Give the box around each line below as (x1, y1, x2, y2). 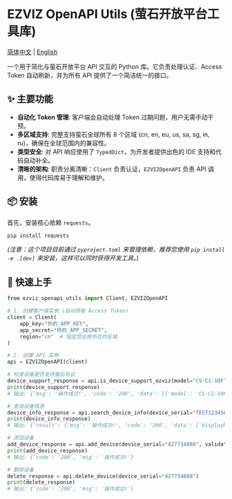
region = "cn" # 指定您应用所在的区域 (19, 333, 117, 340)
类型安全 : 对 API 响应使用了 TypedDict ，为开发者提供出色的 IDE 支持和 (17, 147, 216, 156)
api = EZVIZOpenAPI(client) (7, 359, 88, 366)
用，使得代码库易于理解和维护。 (17, 173, 108, 182)
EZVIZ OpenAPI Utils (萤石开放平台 (7, 6, 208, 22)
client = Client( (7, 314, 57, 321)
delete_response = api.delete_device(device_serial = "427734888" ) (7, 473, 199, 480)
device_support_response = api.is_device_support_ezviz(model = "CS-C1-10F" (7, 377, 227, 384)
